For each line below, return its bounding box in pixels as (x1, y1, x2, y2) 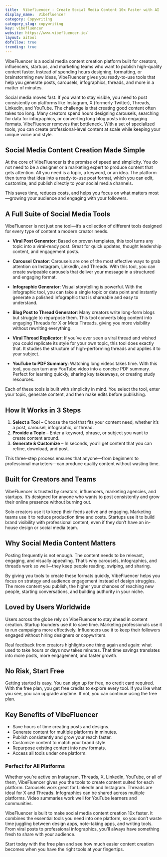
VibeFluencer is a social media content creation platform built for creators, (5, 58, 158, 64)
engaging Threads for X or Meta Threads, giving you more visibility (12, 320, 151, 326)
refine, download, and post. (12, 446, 69, 452)
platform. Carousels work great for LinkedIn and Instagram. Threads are (5, 785, 153, 791)
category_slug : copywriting (5, 21, 64, 26)
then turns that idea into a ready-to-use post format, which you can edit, (5, 175, 154, 181)
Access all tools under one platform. (12, 750, 87, 756)
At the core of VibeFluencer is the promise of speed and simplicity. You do (5, 159, 158, 165)
